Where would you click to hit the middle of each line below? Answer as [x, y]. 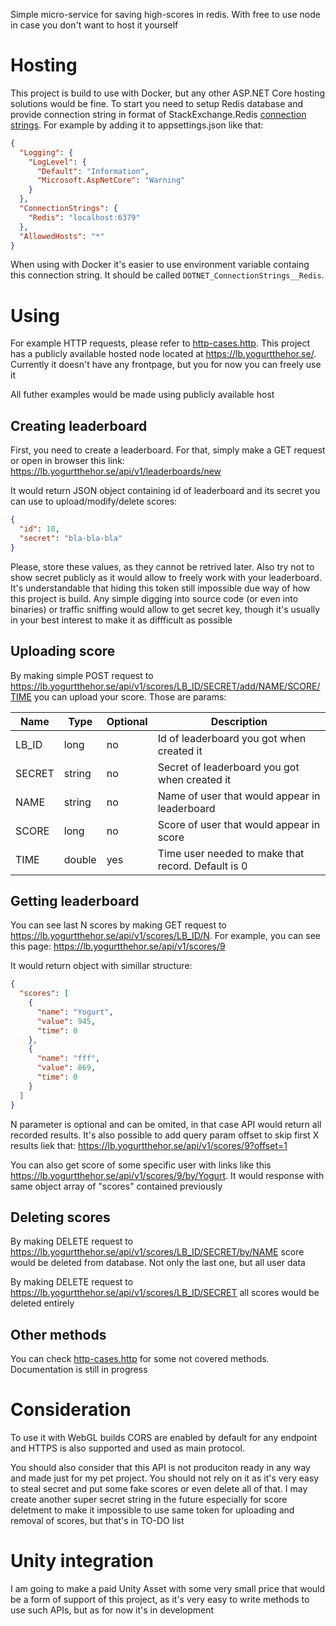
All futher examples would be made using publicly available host [142, 395]
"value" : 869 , [66, 1068]
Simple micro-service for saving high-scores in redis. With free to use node [165, 14]
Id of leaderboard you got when [232, 738]
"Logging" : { [46, 152]
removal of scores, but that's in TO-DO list [97, 1521]
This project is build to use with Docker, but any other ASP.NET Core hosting [168, 93]
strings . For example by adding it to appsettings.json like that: [137, 125]
